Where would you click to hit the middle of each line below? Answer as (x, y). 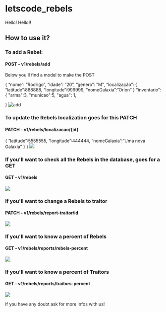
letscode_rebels (39, 9)
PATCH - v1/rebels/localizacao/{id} (42, 129)
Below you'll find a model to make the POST (50, 75)
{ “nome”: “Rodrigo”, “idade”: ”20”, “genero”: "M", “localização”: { (71, 84)
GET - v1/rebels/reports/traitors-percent (48, 284)
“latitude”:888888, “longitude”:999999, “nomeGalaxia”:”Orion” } (70, 90)
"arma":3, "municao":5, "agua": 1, (42, 95)
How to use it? (28, 38)
